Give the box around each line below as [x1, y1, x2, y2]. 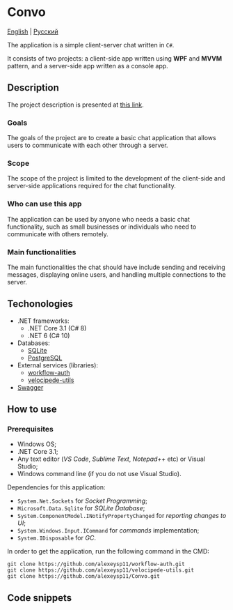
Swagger [17, 383, 44, 391]
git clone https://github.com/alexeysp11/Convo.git [7, 573, 160, 580]
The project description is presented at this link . [7, 100, 144, 109]
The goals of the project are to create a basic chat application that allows [7, 134, 217, 142]
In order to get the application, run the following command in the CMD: [7, 547, 210, 556]
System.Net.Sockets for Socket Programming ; [17, 496, 147, 505]
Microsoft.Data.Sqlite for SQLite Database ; [17, 504, 145, 512]
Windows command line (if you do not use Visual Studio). [17, 470, 182, 478]
